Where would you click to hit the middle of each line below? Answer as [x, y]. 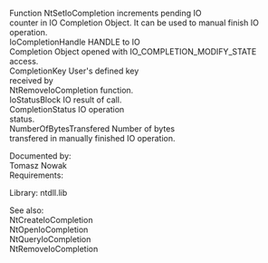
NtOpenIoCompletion [49, 229]
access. [24, 61]
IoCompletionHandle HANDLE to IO [75, 42]
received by [32, 80]
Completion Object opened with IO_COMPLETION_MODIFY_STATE [133, 52]
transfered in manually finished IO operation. [92, 138]
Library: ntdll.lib [38, 193]
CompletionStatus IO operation [67, 109]
